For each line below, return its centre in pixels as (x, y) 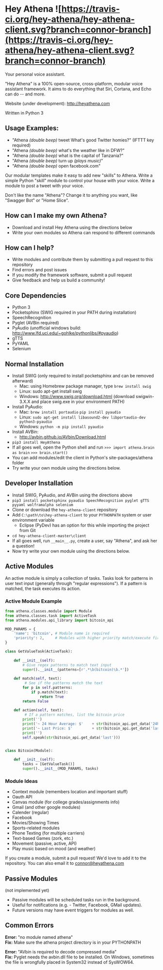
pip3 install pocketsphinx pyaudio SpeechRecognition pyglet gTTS (81, 500)
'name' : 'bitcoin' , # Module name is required (62, 634)
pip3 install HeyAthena (36, 442)
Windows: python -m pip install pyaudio (61, 427)
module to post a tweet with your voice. (44, 186)
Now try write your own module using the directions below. (71, 551)
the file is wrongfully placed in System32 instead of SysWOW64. (70, 962)
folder (18, 463)
